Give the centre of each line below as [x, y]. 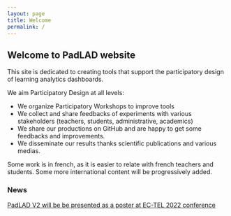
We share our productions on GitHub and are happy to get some [110, 129]
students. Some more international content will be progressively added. [110, 172]
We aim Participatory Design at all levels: [66, 93]
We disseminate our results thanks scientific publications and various [117, 143]
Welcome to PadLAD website [72, 55]
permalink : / [26, 27]
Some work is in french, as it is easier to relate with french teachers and [111, 164]
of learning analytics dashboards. [55, 79]
